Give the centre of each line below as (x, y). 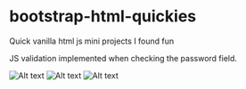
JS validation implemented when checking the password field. (123, 58)
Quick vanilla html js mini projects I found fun (92, 41)
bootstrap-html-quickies (103, 16)
